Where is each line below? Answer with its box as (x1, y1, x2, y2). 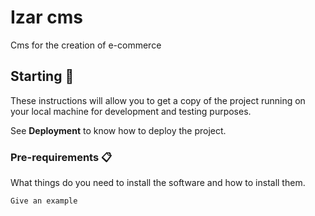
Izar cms (10, 6, 83, 29)
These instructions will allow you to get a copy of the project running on (10, 94, 306, 106)
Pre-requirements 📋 (10, 150, 113, 164)
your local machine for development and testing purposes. (10, 105, 252, 117)
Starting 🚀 (10, 68, 75, 85)
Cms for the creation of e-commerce (10, 39, 162, 51)
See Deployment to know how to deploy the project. (10, 124, 227, 136)
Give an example (10, 196, 78, 206)
